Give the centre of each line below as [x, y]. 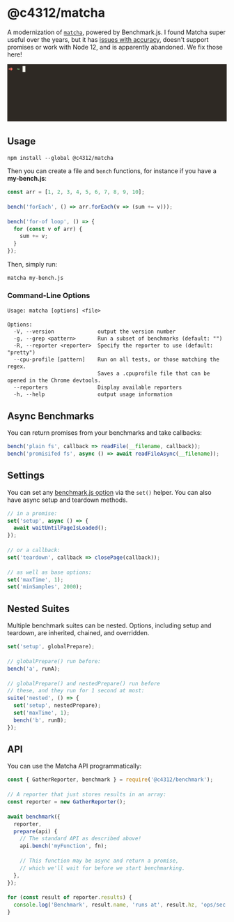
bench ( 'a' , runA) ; [34, 669]
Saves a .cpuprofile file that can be [154, 374]
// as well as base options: [49, 572]
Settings [26, 476]
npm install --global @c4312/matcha [60, 158]
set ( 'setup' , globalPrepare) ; [51, 647]
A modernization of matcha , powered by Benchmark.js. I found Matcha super [117, 32]
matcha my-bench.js [36, 278]
